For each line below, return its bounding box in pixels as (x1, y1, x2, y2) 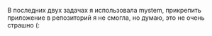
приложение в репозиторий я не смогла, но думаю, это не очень (7, 13, 205, 22)
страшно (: (7, 21, 40, 29)
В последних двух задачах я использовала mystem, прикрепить (7, 6, 202, 14)
